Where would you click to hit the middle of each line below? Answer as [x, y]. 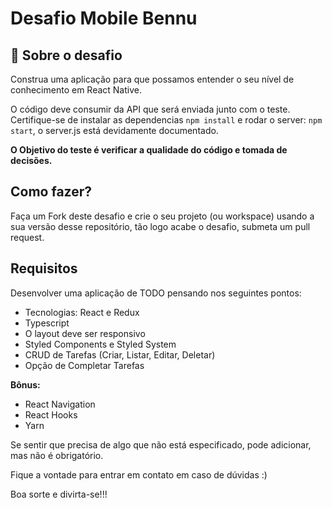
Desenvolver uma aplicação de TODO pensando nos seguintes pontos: [156, 293]
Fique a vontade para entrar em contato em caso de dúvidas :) [139, 474]
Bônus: [25, 384]
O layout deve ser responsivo [85, 333]
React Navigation [60, 404]
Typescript [47, 323]
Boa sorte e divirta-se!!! [59, 494]
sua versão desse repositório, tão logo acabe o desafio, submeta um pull [160, 226]
